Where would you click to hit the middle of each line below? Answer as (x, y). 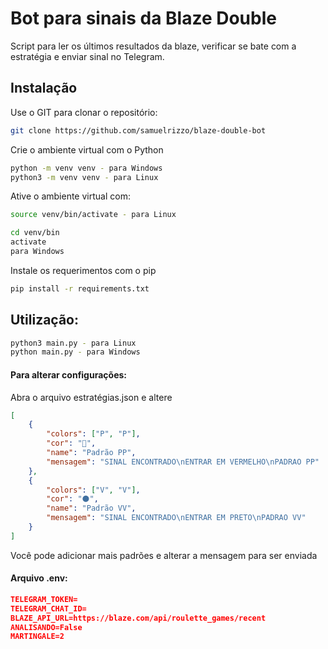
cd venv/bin (35, 233)
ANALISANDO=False (46, 627)
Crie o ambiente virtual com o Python (87, 149)
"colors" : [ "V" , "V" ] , (93, 490)
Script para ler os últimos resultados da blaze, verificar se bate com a (153, 46)
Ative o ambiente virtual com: (70, 196)
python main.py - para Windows (75, 352)
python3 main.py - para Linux (73, 343)
